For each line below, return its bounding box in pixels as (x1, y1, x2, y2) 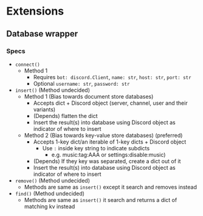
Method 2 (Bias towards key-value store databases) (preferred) (24, 131, 183, 139)
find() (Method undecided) (15, 190, 85, 197)
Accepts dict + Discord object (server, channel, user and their (33, 99, 188, 106)
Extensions (6, 4, 64, 18)
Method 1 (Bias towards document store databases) (24, 92, 154, 100)
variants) (33, 105, 56, 113)
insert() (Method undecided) (15, 86, 90, 94)
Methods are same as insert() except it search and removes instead (24, 183, 198, 190)
